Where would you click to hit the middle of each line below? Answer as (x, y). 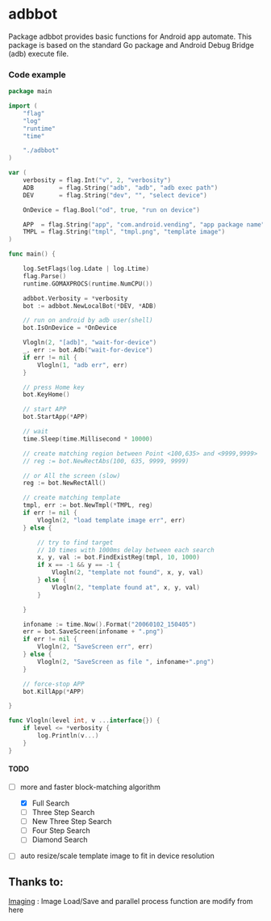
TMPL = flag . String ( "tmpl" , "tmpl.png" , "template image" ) (124, 232)
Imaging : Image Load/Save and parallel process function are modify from (131, 902)
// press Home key (54, 387)
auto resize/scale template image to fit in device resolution (117, 856)
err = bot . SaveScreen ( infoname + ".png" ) (93, 632)
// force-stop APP (54, 684)
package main (30, 91)
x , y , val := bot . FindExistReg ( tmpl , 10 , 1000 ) (119, 558)
